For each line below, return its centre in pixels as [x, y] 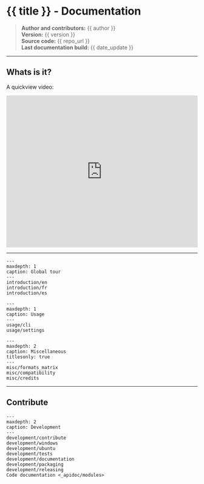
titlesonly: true [28, 357]
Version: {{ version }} [48, 34]
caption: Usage [25, 314]
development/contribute [36, 438]
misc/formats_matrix [32, 367]
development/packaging [35, 464]
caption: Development [34, 427]
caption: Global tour [34, 272]
